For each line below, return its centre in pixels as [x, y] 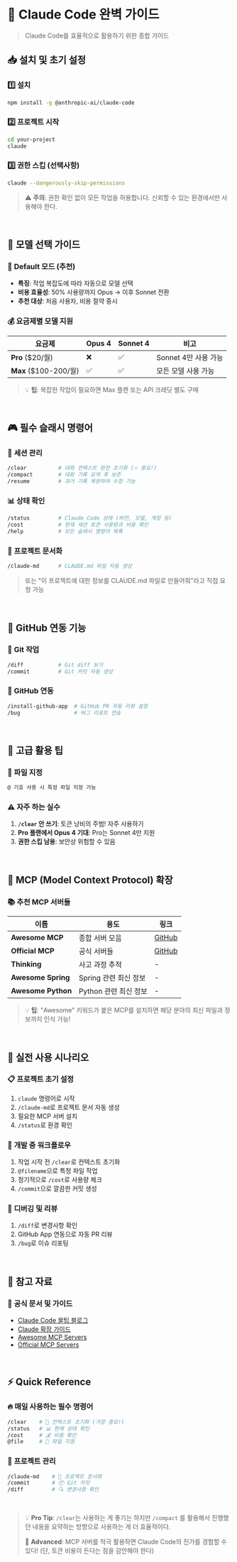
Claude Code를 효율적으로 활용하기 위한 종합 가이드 [97, 35]
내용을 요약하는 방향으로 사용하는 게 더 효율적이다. [101, 1526]
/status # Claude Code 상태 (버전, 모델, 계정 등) [90, 518]
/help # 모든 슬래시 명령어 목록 [65, 532]
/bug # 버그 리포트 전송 [64, 713]
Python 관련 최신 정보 [113, 991]
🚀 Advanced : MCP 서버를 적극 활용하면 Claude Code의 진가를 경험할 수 [126, 1542]
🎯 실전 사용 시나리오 [48, 1058]
